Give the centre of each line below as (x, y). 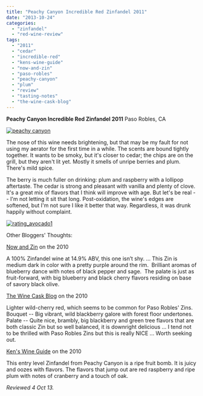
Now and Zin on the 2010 (37, 247)
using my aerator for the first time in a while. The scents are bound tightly (98, 148)
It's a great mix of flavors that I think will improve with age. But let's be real (99, 192)
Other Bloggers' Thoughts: (39, 235)
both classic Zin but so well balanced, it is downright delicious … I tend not (99, 327)
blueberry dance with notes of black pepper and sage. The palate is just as (100, 271)
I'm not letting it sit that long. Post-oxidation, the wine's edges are (92, 199)
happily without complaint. (39, 211)
